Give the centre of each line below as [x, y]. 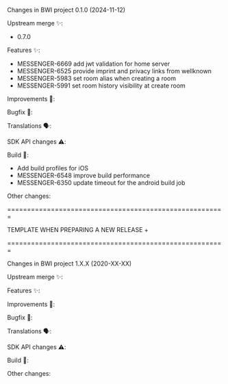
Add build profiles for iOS [53, 168]
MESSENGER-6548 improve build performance [84, 175]
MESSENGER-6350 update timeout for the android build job [101, 183]
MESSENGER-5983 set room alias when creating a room [97, 78]
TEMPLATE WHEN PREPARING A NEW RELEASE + [78, 230]
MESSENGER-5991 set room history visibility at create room [101, 86]
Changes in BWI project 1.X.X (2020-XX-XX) [69, 264]
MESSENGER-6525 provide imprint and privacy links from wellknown [114, 71]
